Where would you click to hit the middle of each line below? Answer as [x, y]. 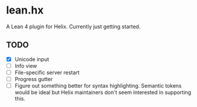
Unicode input [32, 59]
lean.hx [25, 10]
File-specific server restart [47, 72]
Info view [26, 66]
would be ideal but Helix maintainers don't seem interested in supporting [103, 92]
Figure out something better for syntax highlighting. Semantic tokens [98, 86]
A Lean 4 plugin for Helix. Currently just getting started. [73, 26]
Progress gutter [34, 79]
